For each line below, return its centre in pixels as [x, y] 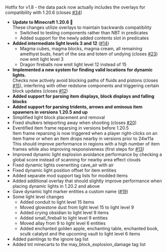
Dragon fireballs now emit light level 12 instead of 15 [73, 64]
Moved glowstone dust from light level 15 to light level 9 [77, 207]
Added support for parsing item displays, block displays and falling [83, 96]
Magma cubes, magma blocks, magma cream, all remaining [81, 49]
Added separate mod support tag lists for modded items [70, 176]
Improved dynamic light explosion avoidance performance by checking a [87, 154]
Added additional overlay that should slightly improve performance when [87, 181]
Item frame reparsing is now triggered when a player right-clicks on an [85, 133]
